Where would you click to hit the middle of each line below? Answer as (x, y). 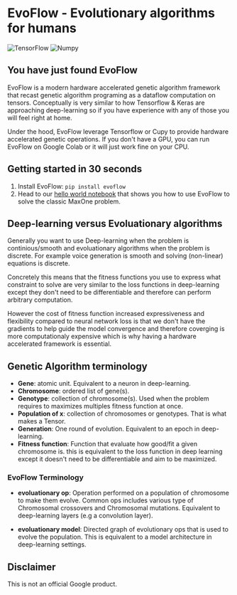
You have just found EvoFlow (73, 70)
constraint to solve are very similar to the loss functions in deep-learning (114, 285)
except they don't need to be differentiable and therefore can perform (109, 293)
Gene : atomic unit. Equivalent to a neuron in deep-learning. (104, 384)
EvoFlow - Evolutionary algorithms (111, 13)
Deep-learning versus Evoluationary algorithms (115, 223)
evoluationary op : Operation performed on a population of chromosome (123, 493)
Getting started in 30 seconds (75, 169)
